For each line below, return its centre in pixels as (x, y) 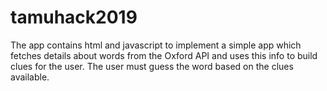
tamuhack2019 (74, 17)
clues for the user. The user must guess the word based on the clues (152, 66)
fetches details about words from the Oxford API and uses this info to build (164, 55)
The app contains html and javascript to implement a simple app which (156, 45)
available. (30, 77)
